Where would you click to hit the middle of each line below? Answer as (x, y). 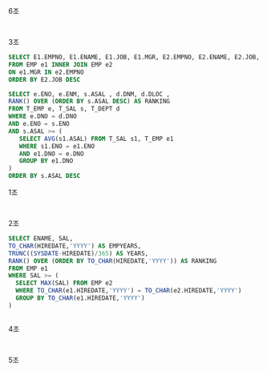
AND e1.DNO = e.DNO (51, 154)
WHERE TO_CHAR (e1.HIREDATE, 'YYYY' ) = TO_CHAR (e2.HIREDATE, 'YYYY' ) (129, 291)
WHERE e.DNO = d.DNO (43, 117)
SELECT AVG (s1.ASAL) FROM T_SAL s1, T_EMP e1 (96, 139)
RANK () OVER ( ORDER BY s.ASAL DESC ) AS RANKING (89, 102)
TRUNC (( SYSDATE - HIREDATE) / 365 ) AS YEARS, (79, 253)
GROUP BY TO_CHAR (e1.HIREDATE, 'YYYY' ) (81, 298)
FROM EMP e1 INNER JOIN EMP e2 (61, 65)
